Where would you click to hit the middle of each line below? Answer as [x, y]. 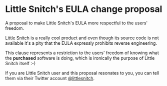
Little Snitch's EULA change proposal [84, 9]
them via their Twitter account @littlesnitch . [50, 78]
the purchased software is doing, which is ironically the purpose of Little [80, 58]
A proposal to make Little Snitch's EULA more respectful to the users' [76, 23]
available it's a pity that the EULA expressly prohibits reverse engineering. [81, 43]
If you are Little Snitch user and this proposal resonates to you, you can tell [82, 73]
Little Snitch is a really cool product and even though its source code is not [82, 38]
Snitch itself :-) [20, 63]
